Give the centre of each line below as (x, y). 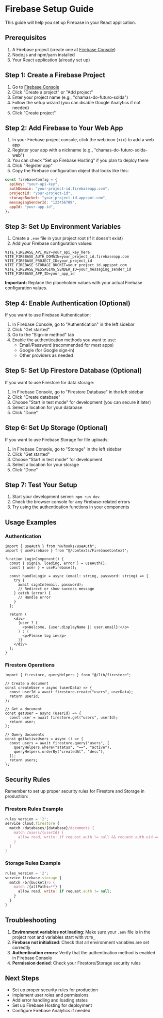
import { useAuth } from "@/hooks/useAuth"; (51, 546)
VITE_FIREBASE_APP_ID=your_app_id (40, 274)
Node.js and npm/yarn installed (43, 55)
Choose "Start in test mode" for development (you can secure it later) (81, 402)
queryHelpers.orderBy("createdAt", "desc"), (59, 752)
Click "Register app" (32, 166)
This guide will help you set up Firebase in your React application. (71, 22)
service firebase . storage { (33, 878)
